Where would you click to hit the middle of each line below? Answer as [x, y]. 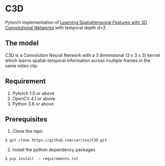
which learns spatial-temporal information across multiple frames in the [78, 60]
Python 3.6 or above [33, 104]
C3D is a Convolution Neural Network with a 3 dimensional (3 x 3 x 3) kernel [83, 55]
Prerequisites [26, 119]
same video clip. [22, 65]
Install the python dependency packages [54, 150]
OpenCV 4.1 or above [34, 98]
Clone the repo [27, 131]
